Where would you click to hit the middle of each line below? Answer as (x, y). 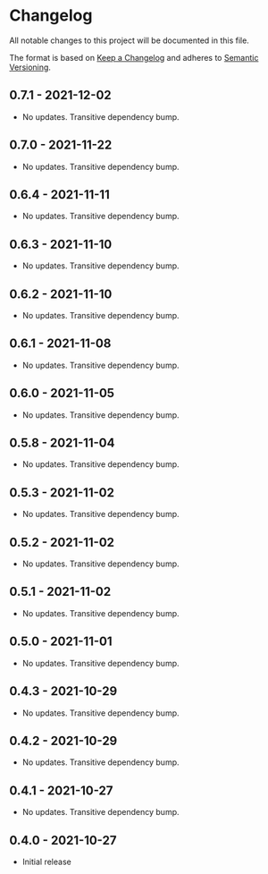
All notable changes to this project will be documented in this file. (130, 40)
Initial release (46, 861)
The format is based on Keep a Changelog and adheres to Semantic (134, 57)
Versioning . (30, 67)
